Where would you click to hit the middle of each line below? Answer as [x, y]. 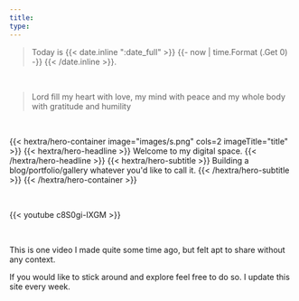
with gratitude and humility [81, 106]
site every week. [40, 287]
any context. [33, 259]
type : [19, 26]
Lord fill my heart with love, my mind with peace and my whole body [159, 97]
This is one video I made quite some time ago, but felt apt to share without [148, 249]
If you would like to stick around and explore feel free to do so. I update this [150, 277]
